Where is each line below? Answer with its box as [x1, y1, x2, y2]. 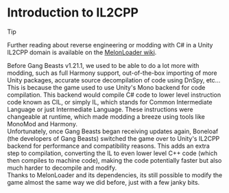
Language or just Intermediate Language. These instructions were [7, 105, 193, 113]
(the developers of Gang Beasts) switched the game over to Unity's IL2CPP [7, 134, 220, 142]
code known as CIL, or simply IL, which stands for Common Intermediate [7, 98, 213, 106]
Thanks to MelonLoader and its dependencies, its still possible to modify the [7, 170, 223, 179]
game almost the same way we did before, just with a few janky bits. [7, 178, 200, 186]
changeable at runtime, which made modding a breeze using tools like [7, 112, 206, 121]
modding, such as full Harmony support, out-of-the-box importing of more [7, 69, 217, 77]
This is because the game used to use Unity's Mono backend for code [7, 83, 206, 91]
